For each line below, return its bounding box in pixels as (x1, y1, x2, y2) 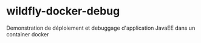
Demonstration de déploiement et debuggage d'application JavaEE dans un (6, 24, 196, 31)
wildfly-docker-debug (6, 4, 120, 18)
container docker (6, 30, 49, 38)
